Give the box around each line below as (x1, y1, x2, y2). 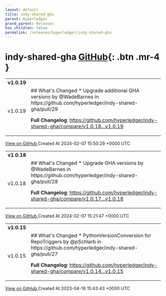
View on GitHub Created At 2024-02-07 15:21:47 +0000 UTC (5, 213, 129, 219)
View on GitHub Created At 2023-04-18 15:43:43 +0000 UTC (5, 285, 130, 291)
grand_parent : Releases (5, 21, 54, 26)
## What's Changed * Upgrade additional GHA (31, 87, 140, 94)
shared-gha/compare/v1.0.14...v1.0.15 (31, 267, 124, 274)
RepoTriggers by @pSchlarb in (31, 238, 102, 245)
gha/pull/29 (31, 106, 58, 112)
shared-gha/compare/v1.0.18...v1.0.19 (31, 123, 124, 130)
